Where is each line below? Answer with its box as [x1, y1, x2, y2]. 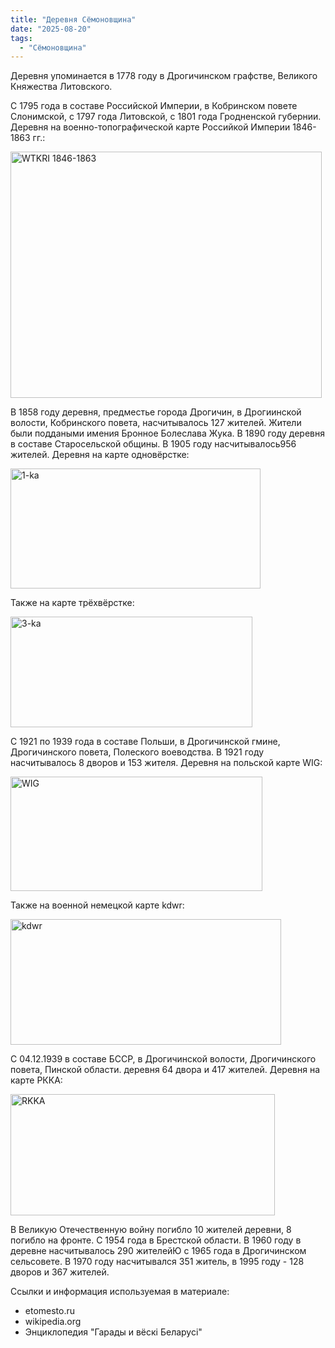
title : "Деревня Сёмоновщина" [10, 14, 137, 25]
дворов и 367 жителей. [10, 1266, 110, 1278]
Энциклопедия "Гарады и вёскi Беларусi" [24, 1326, 203, 1338]
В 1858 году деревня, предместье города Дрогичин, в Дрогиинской [10, 406, 302, 418]
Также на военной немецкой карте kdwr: [10, 899, 185, 911]
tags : [10, 33, 33, 43]
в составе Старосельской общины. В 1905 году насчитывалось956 [10, 438, 297, 450]
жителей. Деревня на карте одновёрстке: [10, 449, 190, 461]
